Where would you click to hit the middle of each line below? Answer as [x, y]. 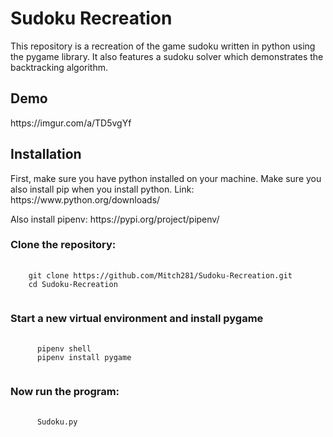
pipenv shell [64, 349]
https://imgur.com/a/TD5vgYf [71, 123]
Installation [46, 154]
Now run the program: [65, 392]
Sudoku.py [57, 422]
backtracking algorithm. [59, 67]
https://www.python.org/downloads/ [85, 199]
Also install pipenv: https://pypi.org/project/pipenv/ [115, 219]
